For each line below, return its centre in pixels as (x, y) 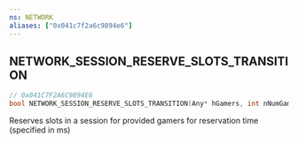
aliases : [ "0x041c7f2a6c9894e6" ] (71, 26)
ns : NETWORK (31, 17)
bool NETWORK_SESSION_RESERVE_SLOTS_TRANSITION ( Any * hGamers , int (134, 104)
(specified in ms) (40, 130)
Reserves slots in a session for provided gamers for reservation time (134, 121)
